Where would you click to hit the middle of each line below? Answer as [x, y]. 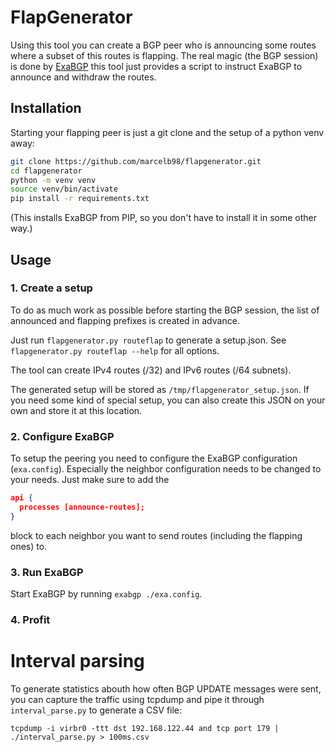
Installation [46, 108]
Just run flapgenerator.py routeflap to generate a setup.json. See [148, 340]
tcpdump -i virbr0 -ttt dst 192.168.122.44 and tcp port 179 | [145, 728]
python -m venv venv [53, 180]
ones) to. [29, 546]
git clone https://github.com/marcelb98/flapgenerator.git [136, 161]
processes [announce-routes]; [82, 507]
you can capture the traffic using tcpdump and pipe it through [137, 699]
